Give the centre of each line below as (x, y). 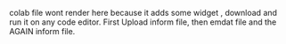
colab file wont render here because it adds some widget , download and (143, 13)
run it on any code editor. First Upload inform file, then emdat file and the (143, 22)
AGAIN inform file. (42, 31)
